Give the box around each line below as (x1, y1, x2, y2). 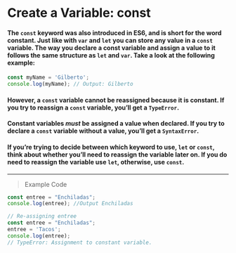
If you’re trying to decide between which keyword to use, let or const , (7, 143, 215, 151)
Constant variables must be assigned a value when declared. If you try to (7, 119, 225, 128)
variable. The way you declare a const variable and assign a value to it (7, 44, 216, 52)
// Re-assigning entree (7, 213, 77, 220)
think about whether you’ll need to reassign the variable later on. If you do (7, 150, 228, 159)
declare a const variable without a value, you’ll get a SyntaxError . (7, 126, 199, 135)
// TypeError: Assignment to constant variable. (7, 239, 152, 246)
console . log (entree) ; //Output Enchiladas (7, 200, 133, 207)
